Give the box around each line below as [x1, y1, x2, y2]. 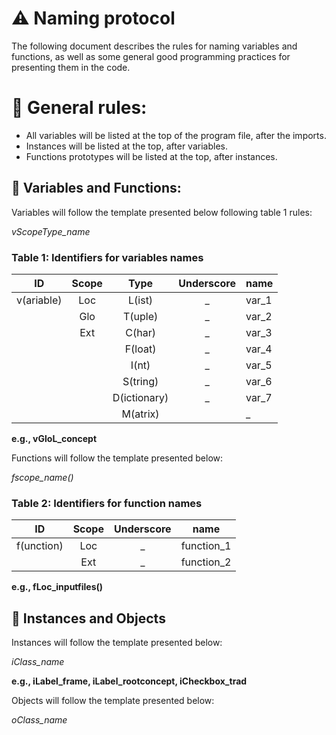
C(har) [125, 325, 156, 339]
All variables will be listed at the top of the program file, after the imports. [25, 129, 327, 141]
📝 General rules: [11, 97, 148, 119]
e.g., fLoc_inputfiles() [11, 581, 104, 593]
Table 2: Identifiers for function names [11, 496, 203, 510]
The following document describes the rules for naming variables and [11, 40, 298, 52]
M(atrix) [121, 407, 160, 421]
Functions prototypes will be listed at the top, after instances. [25, 150, 278, 162]
